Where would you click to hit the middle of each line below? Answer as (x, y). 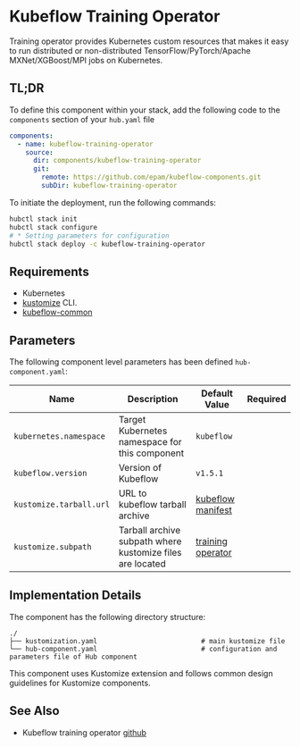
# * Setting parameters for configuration (89, 235)
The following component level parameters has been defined (121, 362)
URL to (133, 493)
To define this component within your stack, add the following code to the (145, 110)
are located (142, 563)
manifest (214, 510)
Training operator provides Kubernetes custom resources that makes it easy (149, 41)
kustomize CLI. (50, 303)
